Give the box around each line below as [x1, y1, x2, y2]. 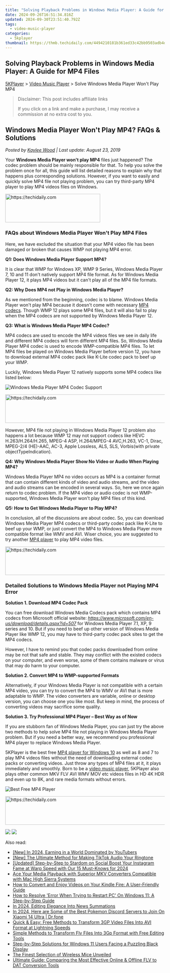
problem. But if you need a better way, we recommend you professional [5, 734, 155, 740]
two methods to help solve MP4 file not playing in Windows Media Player [5, 729, 157, 735]
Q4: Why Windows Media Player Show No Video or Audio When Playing [5, 458, 159, 464]
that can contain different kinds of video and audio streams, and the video [5, 479, 159, 485]
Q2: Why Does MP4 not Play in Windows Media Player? [5, 286, 124, 293]
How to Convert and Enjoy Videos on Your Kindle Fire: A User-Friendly [12, 881, 159, 887]
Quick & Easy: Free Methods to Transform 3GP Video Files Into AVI [12, 919, 152, 925]
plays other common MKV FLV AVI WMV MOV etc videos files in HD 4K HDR [5, 771, 164, 777]
